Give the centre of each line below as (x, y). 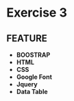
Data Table (32, 92)
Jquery (27, 84)
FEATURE (27, 38)
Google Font (34, 77)
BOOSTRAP (33, 55)
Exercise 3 (37, 13)
